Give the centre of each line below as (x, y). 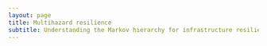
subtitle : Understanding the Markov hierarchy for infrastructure (120, 30)
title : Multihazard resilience (60, 23)
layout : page (30, 15)
